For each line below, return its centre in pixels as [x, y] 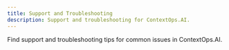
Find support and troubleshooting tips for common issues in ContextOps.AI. [115, 39]
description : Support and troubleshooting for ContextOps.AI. [99, 20]
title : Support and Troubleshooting [60, 13]
